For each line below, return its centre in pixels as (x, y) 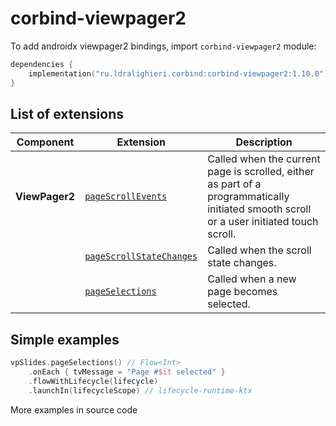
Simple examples (65, 339)
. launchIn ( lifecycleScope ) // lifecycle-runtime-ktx (140, 390)
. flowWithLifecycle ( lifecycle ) (93, 381)
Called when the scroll (259, 250)
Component (45, 142)
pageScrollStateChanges (141, 256)
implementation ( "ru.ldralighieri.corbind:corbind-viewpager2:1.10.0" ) (178, 73)
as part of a (234, 184)
